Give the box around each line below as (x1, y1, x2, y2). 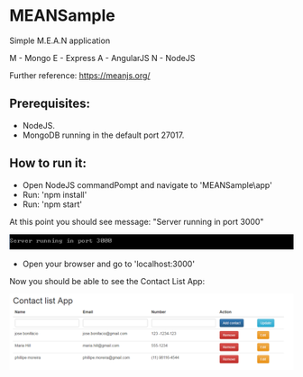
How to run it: (9, 156, 87, 171)
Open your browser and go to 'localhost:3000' (22, 258, 196, 270)
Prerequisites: (9, 96, 90, 112)
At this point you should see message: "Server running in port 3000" (9, 216, 264, 227)
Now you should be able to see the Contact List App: (9, 276, 206, 287)
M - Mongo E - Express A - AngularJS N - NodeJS (9, 52, 196, 63)
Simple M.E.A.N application (9, 35, 111, 46)
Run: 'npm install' (22, 189, 87, 200)
